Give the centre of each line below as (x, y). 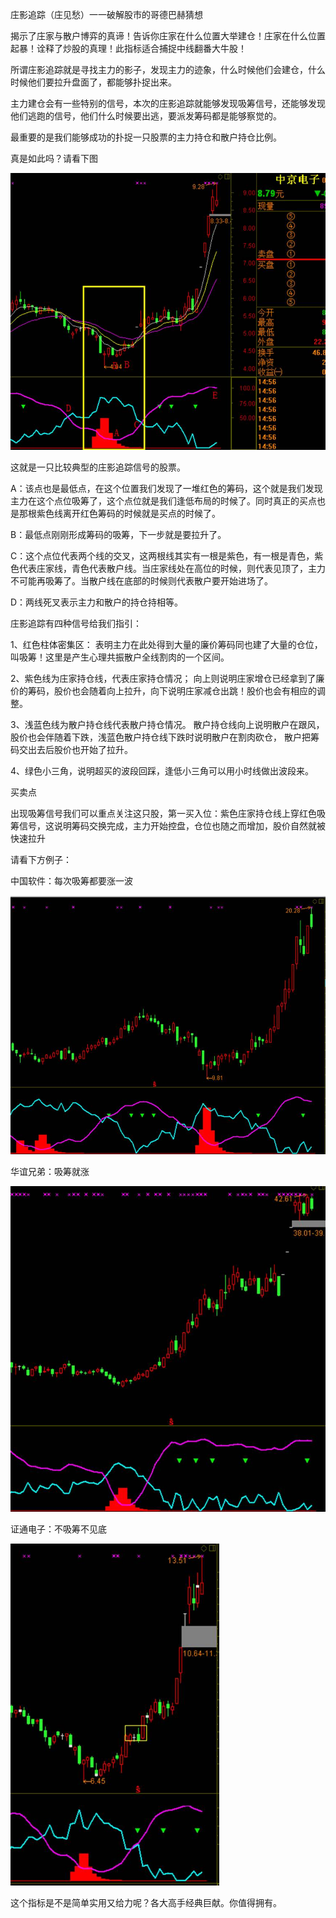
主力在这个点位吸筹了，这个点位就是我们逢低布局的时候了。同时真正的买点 (163, 500)
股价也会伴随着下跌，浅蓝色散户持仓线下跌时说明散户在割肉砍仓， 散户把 (160, 737)
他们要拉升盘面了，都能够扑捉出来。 (102, 82)
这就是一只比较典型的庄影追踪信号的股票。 (98, 467)
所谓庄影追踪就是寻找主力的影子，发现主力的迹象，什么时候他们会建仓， (159, 69)
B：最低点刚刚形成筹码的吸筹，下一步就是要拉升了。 (118, 534)
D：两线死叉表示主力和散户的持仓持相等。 (97, 602)
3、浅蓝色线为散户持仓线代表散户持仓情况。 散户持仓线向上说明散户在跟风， (167, 724)
